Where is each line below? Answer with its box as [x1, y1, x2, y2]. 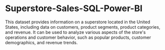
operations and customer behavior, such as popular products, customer [5, 34, 151, 40]
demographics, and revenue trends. [5, 39, 78, 45]
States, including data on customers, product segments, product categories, [5, 24, 161, 30]
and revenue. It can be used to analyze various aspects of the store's [5, 29, 146, 35]
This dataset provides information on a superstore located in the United [5, 19, 151, 25]
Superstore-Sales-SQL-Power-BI [5, 3, 143, 14]
